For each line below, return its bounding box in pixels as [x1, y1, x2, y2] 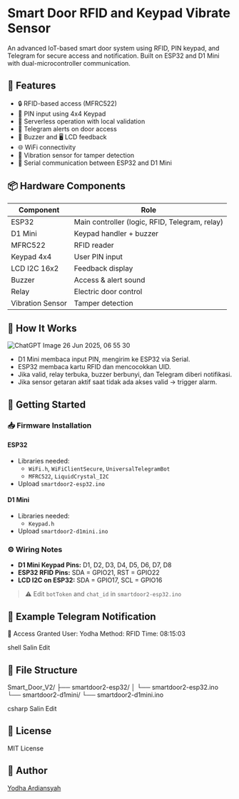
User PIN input [73, 251, 123, 261]
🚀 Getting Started [7, 398, 86, 411]
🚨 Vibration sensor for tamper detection [17, 151, 135, 159]
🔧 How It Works [7, 322, 77, 334]
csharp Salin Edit [7, 705, 57, 713]
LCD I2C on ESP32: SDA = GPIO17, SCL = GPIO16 [17, 576, 163, 585]
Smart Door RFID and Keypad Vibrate [7, 5, 230, 21]
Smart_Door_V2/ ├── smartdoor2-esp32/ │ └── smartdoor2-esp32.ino [7, 683, 219, 692]
